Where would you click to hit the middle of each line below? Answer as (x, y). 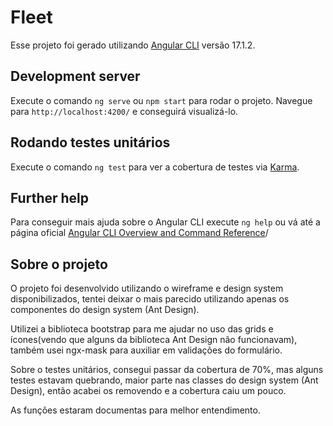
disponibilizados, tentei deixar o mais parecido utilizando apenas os (150, 299)
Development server (75, 76)
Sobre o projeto (59, 264)
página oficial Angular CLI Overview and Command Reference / (139, 233)
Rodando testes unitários (90, 142)
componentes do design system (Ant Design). (105, 310)
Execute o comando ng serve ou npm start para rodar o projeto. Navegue (161, 100)
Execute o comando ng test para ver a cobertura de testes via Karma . (155, 167)
